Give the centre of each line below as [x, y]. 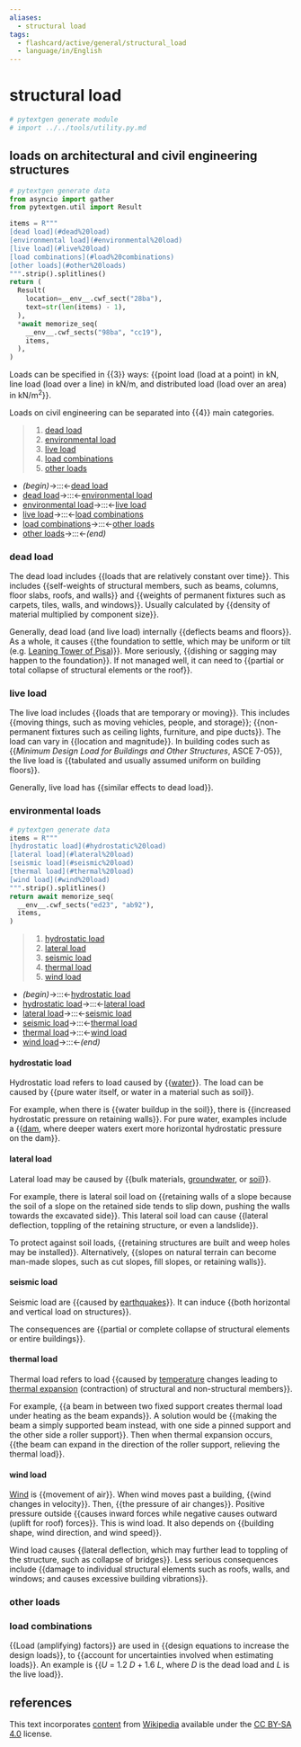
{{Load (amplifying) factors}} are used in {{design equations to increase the [149, 1645]
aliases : [26, 18]
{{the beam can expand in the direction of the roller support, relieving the [145, 1444]
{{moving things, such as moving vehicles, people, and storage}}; [130, 722]
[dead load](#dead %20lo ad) [60, 232]
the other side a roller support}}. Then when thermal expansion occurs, [141, 1434]
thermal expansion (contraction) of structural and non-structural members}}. [151, 1388]
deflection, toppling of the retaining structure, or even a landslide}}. [134, 1225]
